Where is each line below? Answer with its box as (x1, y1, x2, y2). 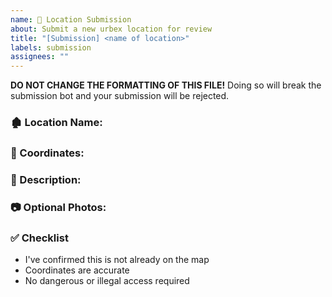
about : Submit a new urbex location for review (10, 24, 213, 34)
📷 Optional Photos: (10, 200, 107, 214)
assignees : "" (10, 52, 70, 62)
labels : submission (10, 42, 92, 53)
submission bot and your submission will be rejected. (10, 90, 230, 102)
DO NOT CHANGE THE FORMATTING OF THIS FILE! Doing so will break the (10, 79, 322, 91)
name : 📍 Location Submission (10, 14, 132, 25)
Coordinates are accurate (24, 264, 130, 276)
